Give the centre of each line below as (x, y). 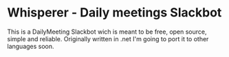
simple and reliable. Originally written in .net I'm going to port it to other (108, 38)
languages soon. (31, 46)
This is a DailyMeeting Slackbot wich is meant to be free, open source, (107, 32)
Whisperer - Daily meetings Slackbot (115, 13)
